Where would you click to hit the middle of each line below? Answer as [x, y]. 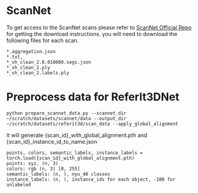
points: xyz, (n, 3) [33, 163]
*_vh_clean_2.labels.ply [38, 73]
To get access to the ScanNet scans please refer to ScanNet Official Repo [99, 27]
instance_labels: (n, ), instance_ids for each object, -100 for [91, 179]
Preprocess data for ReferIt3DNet [93, 97]
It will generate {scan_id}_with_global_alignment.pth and [77, 135]
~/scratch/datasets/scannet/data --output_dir [66, 118]
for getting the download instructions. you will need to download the [92, 33]
